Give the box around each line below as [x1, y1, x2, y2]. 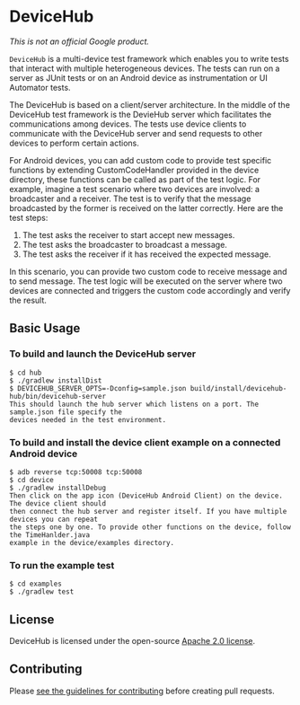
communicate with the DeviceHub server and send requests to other [9, 128, 263, 138]
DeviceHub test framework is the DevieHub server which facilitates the [9, 109, 272, 119]
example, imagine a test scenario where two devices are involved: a [9, 183, 260, 194]
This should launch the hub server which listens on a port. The [9, 400, 259, 409]
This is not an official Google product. [9, 36, 150, 47]
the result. [9, 295, 48, 305]
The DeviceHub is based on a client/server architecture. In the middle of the [9, 99, 290, 110]
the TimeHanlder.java [9, 530, 91, 540]
